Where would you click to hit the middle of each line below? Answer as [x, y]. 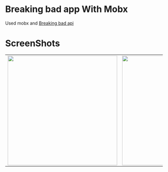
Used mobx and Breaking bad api [39, 23]
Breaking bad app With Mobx [67, 9]
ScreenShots [32, 43]
